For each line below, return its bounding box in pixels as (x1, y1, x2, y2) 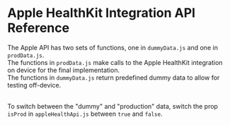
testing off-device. (7, 81, 62, 89)
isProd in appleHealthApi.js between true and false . (7, 109, 163, 118)
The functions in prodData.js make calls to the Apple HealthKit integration (7, 58, 223, 66)
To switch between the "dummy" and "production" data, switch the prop (7, 102, 218, 110)
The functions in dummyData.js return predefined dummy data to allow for (7, 73, 220, 82)
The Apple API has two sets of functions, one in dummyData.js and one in (7, 43, 218, 52)
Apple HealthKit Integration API (7, 5, 196, 21)
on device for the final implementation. (7, 66, 120, 74)
